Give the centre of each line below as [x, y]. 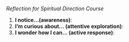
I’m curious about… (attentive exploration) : [69, 26]
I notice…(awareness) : [43, 20]
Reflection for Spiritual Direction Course [55, 9]
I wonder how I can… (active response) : [64, 33]
